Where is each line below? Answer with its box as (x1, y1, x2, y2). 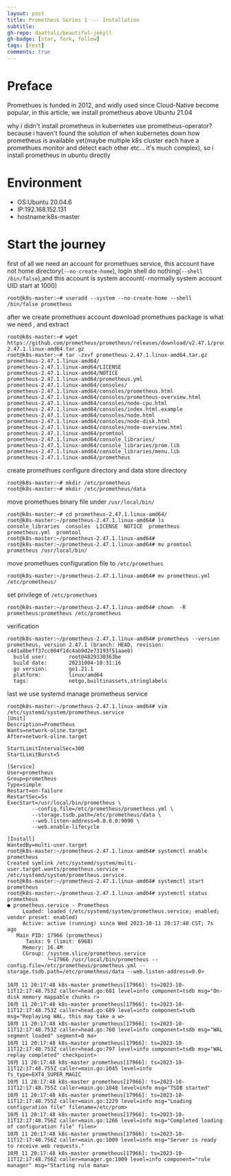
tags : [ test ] (7, 42, 45, 49)
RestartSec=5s (7, 793, 48, 800)
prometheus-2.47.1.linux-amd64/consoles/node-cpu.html (7, 400, 168, 406)
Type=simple (7, 781, 41, 788)
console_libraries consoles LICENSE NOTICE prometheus (7, 523, 180, 530)
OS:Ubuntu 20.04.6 (16, 198, 72, 206)
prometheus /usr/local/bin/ (7, 547, 88, 554)
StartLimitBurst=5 (7, 751, 60, 758)
